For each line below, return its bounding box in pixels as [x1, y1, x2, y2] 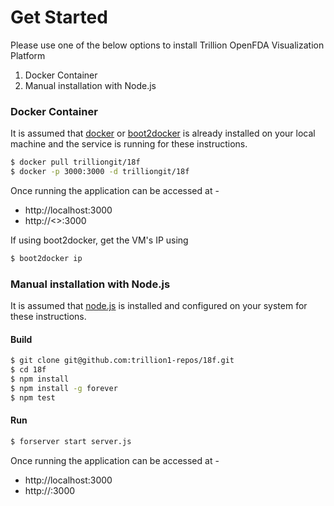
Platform [10, 49, 46, 61]
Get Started [10, 6, 108, 29]
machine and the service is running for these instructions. [10, 138, 248, 150]
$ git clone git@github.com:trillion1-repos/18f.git [10, 356, 235, 366]
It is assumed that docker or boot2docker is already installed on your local [10, 127, 316, 140]
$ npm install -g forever [10, 383, 118, 393]
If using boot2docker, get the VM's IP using [10, 234, 189, 246]
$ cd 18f [10, 365, 47, 375]
